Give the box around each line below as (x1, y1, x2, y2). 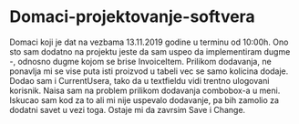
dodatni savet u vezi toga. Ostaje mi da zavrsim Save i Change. (9, 104, 246, 115)
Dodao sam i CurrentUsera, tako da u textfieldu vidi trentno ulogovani (9, 75, 270, 86)
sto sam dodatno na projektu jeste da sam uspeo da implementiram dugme (9, 46, 291, 57)
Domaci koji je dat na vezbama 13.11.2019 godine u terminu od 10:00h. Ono (9, 36, 289, 47)
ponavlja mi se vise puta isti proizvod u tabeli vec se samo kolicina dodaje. (9, 66, 289, 77)
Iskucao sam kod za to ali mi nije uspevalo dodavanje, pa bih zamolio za (9, 94, 280, 106)
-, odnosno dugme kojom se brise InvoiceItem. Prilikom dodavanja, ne (9, 56, 272, 67)
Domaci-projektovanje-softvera (9, 6, 255, 27)
